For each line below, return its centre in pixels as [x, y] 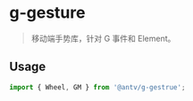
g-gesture [47, 13]
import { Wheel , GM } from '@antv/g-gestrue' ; [97, 87]
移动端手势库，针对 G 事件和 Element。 [103, 38]
